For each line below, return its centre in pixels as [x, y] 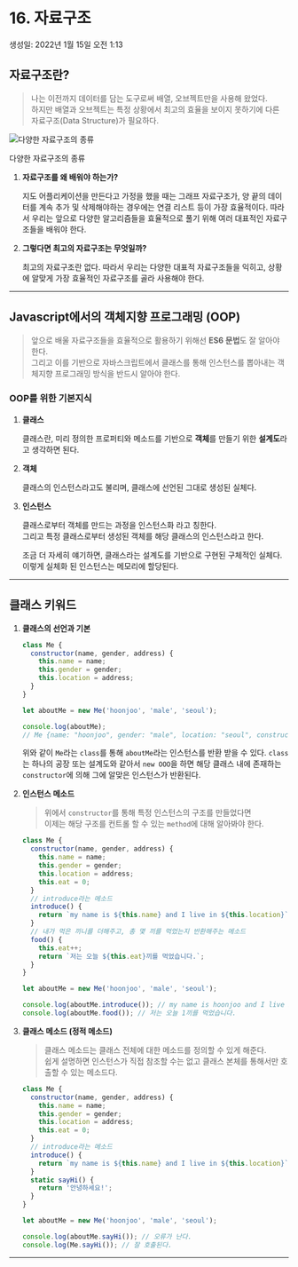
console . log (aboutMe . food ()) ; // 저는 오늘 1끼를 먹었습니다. [129, 1013]
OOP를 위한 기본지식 [51, 399]
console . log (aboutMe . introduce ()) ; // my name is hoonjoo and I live [153, 1005]
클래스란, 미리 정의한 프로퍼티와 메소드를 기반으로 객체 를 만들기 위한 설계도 [151, 438]
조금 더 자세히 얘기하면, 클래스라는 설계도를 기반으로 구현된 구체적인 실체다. [152, 555]
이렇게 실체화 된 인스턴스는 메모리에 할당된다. [100, 566]
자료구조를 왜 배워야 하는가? [70, 177]
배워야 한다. [66, 229]
